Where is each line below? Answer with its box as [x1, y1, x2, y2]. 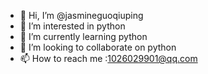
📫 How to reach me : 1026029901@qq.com [19, 53, 198, 64]
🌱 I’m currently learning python [19, 31, 148, 42]
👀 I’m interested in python [19, 20, 126, 32]
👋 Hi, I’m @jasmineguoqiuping [19, 10, 144, 21]
